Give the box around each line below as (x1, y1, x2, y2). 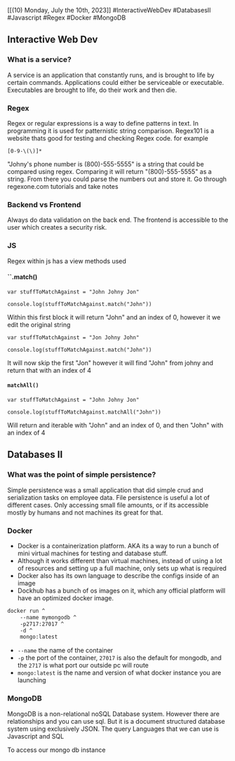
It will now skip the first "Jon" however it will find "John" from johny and (7, 358, 214, 367)
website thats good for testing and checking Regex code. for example (7, 133, 208, 143)
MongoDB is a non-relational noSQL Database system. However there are (7, 709, 220, 718)
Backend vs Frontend (7, 199, 81, 209)
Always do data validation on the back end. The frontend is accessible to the (7, 216, 229, 224)
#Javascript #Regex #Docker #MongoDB (7, 13, 126, 22)
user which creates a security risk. (7, 223, 107, 232)
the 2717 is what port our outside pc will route (17, 661, 149, 670)
